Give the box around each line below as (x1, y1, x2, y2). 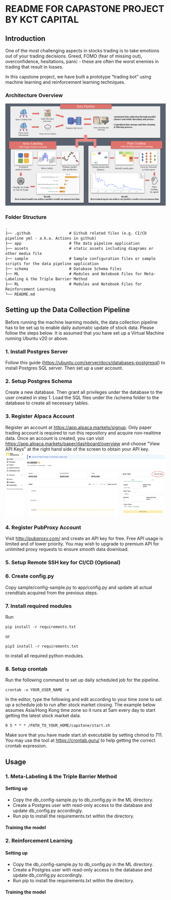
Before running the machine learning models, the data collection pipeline (5, 319, 158, 325)
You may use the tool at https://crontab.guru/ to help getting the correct (5, 737, 156, 743)
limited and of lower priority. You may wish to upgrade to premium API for (5, 541, 159, 547)
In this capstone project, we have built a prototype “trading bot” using (5, 74, 152, 79)
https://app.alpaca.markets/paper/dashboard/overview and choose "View (5, 441, 160, 447)
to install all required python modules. (5, 653, 84, 659)
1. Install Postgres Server (5, 348, 68, 355)
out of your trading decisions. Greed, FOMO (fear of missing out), (5, 53, 142, 59)
